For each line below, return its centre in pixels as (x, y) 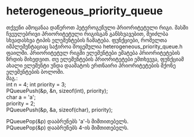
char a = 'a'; (21, 97)
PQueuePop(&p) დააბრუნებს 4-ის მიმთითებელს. (67, 127)
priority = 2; (21, 103)
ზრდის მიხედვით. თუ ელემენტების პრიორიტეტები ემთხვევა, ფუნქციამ (95, 59)
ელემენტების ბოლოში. (35, 71)
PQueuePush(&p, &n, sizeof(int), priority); (57, 91)
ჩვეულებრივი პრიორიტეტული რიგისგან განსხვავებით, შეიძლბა (87, 33)
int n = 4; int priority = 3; (36, 84)
